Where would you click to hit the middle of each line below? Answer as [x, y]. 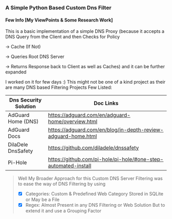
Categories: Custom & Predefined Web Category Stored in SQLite [94, 194]
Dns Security [26, 100]
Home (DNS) [23, 122]
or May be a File [42, 200]
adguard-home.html [72, 136]
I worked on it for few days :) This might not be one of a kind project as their [85, 82]
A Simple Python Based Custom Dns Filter [58, 8]
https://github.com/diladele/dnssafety [93, 148]
